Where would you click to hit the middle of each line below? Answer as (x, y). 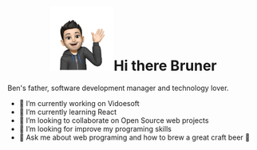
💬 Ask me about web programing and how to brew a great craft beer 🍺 (134, 137)
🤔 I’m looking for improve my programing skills (95, 128)
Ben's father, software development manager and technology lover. (118, 88)
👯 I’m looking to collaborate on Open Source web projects (114, 120)
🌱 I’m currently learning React (68, 112)
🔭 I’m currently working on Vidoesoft (79, 103)
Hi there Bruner (165, 66)
